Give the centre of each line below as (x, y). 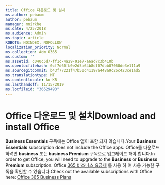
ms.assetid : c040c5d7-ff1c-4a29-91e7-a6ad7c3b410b (59, 61)
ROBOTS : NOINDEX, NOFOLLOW (33, 43)
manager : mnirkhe (23, 24)
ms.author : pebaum (24, 15)
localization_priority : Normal (38, 47)
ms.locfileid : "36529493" (32, 89)
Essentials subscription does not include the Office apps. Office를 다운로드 (82, 148)
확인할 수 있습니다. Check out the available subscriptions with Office (83, 172)
